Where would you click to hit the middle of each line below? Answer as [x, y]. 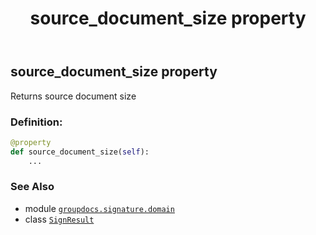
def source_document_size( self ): [80, 152]
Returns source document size [73, 96]
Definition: [36, 122]
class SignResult [59, 219]
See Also [32, 187]
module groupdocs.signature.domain [99, 208]
